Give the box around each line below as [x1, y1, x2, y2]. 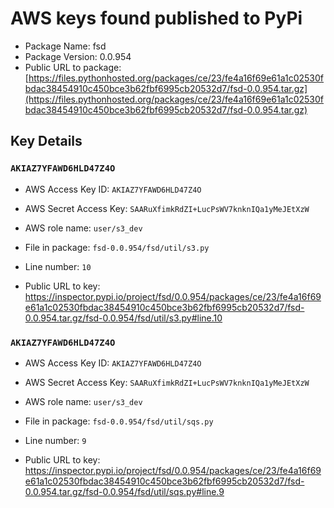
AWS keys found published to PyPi [10, 7, 303, 30]
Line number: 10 [24, 260, 92, 272]
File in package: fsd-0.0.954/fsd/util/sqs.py [24, 415, 214, 427]
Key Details [10, 133, 83, 150]
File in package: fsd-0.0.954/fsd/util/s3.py [24, 241, 210, 253]
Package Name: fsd [24, 40, 107, 52]
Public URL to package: [24, 61, 122, 73]
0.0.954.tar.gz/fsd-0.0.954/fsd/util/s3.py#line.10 [24, 312, 223, 324]
